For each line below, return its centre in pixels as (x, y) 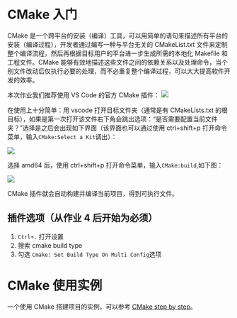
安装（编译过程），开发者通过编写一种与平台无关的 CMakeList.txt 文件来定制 (117, 44)
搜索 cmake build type (50, 245)
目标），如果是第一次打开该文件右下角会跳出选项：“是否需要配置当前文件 (112, 119)
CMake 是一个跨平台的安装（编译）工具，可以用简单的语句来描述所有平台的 (118, 35)
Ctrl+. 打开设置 (40, 236)
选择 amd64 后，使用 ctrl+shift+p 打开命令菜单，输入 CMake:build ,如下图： (115, 165)
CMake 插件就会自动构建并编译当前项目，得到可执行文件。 (93, 193)
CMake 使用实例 (55, 285)
